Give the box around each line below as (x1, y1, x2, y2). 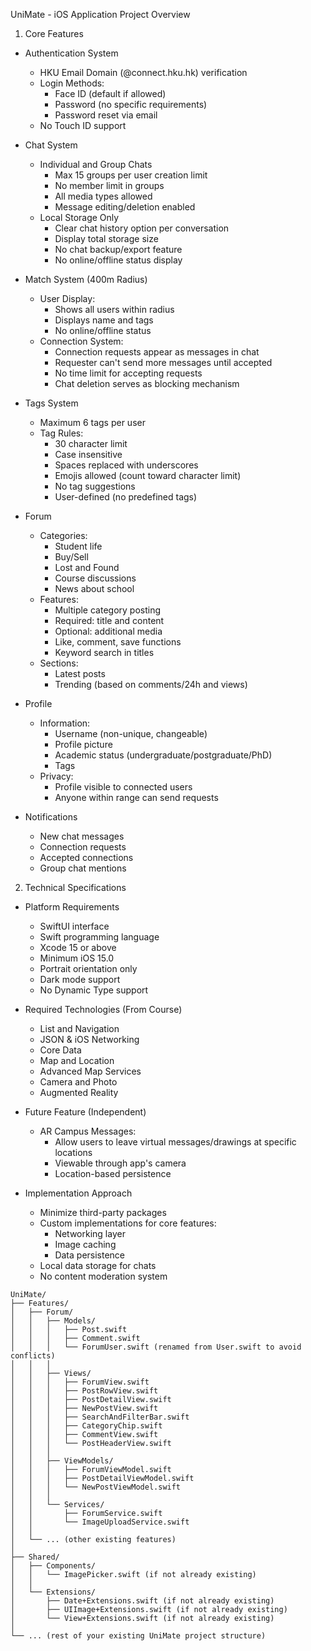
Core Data (39, 1044, 82, 1056)
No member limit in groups (54, 180, 165, 191)
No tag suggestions (54, 480, 136, 492)
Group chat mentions (39, 862, 127, 874)
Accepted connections (39, 852, 134, 863)
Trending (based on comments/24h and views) (54, 679, 248, 690)
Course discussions (54, 572, 137, 584)
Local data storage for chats (39, 1260, 157, 1271)
